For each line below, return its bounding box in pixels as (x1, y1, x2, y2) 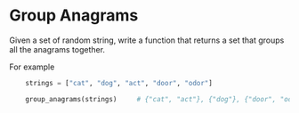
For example (9, 61, 55, 72)
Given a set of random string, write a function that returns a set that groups (9, 35, 285, 45)
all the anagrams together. (9, 44, 105, 54)
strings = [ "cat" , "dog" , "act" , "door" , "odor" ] (25, 78, 214, 87)
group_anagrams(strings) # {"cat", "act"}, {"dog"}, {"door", (25, 94, 277, 103)
